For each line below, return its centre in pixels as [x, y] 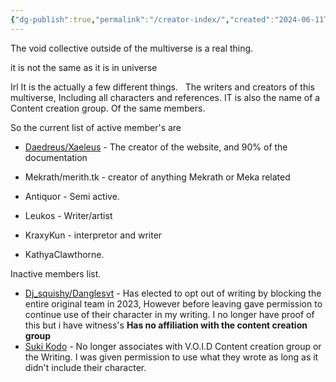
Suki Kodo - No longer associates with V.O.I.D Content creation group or [173, 346]
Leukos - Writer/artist [68, 215]
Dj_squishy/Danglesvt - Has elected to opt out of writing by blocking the [173, 293]
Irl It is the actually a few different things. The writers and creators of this [163, 87]
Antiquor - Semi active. [72, 196]
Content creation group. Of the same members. [108, 108]
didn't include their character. [85, 367]
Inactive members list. [56, 273]
